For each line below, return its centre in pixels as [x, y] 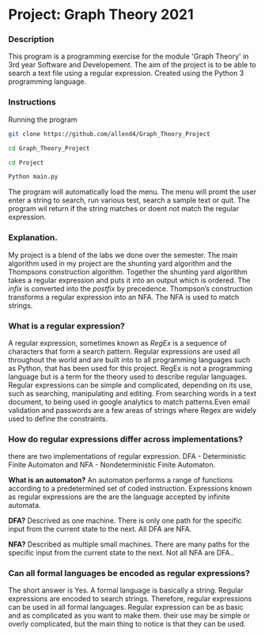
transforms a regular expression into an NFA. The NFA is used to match [124, 297]
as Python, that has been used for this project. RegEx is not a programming [131, 368]
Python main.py [33, 177]
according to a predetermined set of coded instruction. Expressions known [130, 489]
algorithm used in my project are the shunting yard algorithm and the [120, 263]
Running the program [43, 119]
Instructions [32, 102]
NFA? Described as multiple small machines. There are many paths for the [129, 544]
